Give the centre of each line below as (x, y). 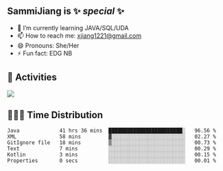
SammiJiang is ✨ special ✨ (66, 11)
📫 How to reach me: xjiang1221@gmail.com (79, 35)
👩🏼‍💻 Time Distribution (55, 115)
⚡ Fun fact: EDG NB (45, 53)
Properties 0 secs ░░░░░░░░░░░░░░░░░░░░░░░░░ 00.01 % (111, 161)
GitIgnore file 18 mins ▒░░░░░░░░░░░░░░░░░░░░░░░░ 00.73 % (111, 143)
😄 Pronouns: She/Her (48, 45)
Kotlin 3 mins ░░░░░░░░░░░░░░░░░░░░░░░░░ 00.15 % (111, 155)
